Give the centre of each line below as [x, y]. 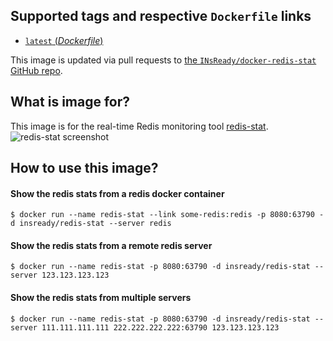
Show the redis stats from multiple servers [101, 298]
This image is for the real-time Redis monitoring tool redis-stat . [139, 126]
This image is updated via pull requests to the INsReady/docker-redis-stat [163, 60]
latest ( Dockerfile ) [64, 40]
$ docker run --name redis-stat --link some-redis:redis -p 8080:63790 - [167, 215]
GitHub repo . [36, 70]
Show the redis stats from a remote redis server [111, 245]
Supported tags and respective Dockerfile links [161, 16]
